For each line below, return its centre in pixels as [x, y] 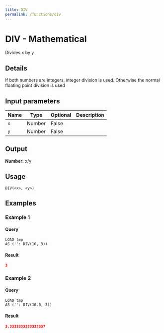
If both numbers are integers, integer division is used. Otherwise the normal [82, 80]
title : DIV [16, 10]
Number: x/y [18, 161]
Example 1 [18, 217]
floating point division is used [35, 85]
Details [16, 68]
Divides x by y [20, 53]
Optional [61, 115]
